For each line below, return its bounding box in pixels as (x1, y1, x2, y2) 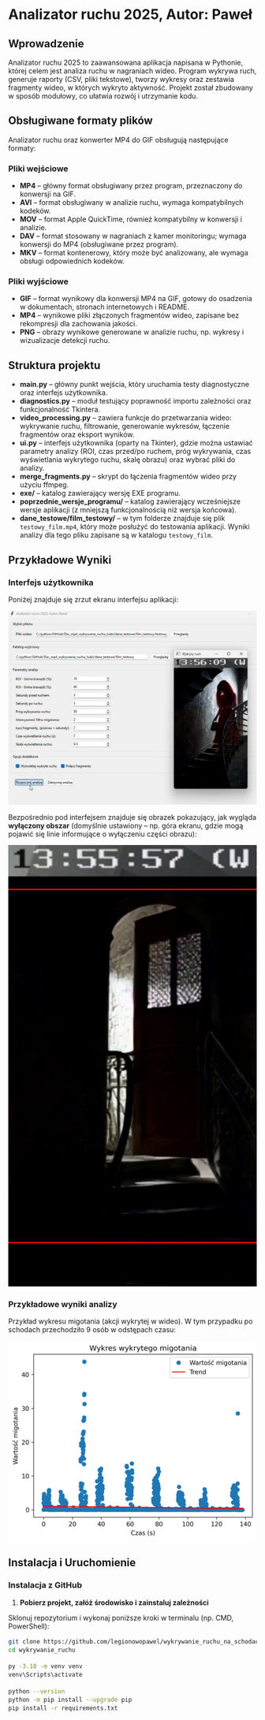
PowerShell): (8, 1621, 50, 1631)
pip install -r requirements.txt (8, 1704, 118, 1712)
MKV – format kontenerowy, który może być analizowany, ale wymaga (19, 248, 248, 258)
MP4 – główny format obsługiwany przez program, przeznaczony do (19, 181, 243, 191)
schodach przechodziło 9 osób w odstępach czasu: (8, 1325, 176, 1335)
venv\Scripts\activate (8, 1671, 83, 1679)
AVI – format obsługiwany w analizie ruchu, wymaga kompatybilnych (19, 198, 244, 207)
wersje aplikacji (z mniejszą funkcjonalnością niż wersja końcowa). (19, 505, 237, 515)
